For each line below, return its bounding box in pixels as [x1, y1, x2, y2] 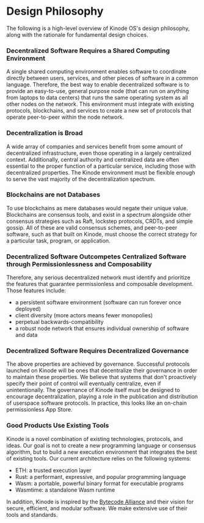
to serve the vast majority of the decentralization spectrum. [6, 175, 156, 182]
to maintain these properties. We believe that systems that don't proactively [6, 374, 197, 381]
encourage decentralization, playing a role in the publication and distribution [6, 393, 199, 401]
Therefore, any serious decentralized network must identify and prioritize [6, 274, 191, 281]
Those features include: [6, 287, 66, 295]
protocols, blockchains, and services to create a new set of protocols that [6, 107, 192, 115]
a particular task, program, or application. [6, 237, 111, 244]
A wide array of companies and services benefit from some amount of [6, 143, 183, 150]
